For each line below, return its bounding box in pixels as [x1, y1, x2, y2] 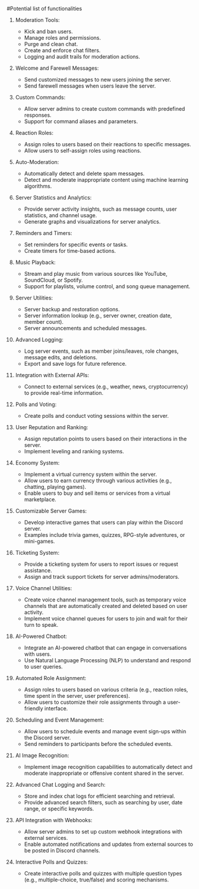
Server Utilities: [15, 294, 53, 301]
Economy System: [15, 459, 60, 466]
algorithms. [24, 183, 52, 189]
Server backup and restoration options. [24, 306, 120, 313]
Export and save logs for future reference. [24, 360, 127, 367]
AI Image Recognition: [15, 752, 70, 759]
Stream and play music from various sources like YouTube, [24, 270, 168, 277]
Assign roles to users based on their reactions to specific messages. [24, 141, 191, 147]
